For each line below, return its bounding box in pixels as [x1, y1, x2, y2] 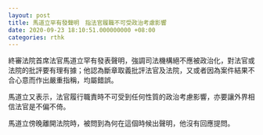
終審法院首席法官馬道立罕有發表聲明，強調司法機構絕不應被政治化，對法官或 [8, 56, 255, 65]
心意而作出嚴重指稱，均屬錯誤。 [14, 75, 118, 85]
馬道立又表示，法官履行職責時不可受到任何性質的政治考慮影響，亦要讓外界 [8, 92, 248, 102]
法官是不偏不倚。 [14, 102, 70, 111]
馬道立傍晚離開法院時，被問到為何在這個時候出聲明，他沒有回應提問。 [8, 119, 235, 128]
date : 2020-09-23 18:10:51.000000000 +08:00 [8, 26, 156, 34]
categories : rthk [8, 33, 65, 42]
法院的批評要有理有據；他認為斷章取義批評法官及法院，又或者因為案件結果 [8, 66, 248, 75]
